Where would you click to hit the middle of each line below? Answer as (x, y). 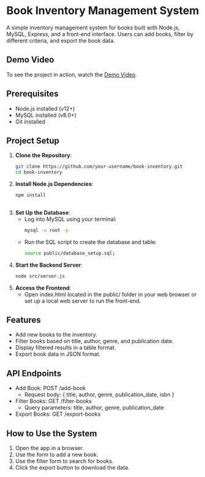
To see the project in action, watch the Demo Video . (72, 75)
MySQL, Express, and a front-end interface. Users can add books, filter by (100, 34)
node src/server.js (40, 276)
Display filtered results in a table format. (65, 348)
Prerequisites (32, 94)
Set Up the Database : (43, 212)
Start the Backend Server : (49, 265)
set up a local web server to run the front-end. (83, 301)
